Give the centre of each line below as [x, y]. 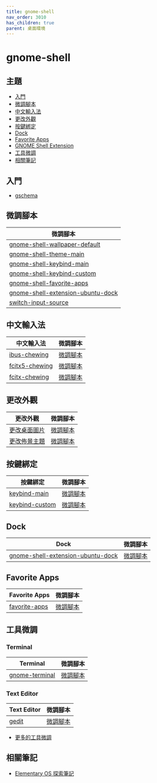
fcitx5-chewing [31, 366]
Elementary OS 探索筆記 [44, 773]
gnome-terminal [32, 675]
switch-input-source [39, 302]
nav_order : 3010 [26, 17]
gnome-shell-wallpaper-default [55, 244]
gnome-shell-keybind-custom [53, 273]
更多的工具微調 [33, 737]
